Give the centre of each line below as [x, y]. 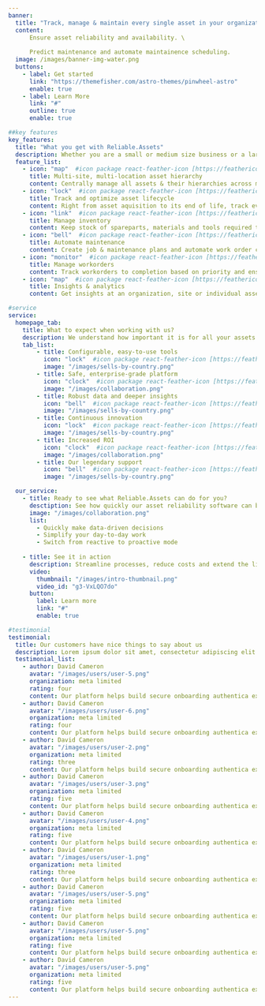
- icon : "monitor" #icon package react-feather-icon [112, 257]
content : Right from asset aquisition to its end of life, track [138, 206]
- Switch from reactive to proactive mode [107, 542]
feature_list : [38, 162]
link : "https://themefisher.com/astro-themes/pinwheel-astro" [133, 81]
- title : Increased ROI [75, 440]
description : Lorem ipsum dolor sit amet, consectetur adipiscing [127, 652]
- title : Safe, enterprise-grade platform [107, 374]
